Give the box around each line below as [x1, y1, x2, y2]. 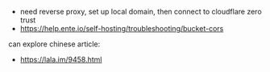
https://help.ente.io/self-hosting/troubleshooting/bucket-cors [19, 24, 224, 33]
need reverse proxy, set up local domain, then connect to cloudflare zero [19, 7, 262, 16]
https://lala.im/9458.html [19, 55, 102, 64]
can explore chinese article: [8, 39, 101, 49]
